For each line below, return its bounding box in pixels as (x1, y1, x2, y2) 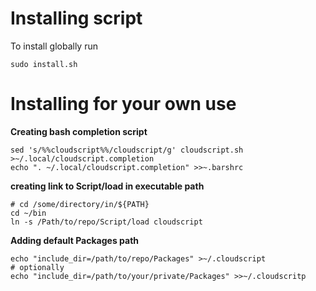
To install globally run (10, 40, 98, 52)
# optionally (10, 262, 65, 272)
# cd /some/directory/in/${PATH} (10, 199, 150, 209)
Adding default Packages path (10, 234, 140, 246)
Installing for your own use (10, 93, 237, 116)
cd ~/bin (10, 208, 47, 218)
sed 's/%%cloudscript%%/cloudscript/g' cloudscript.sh (10, 145, 244, 155)
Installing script (10, 7, 143, 30)
